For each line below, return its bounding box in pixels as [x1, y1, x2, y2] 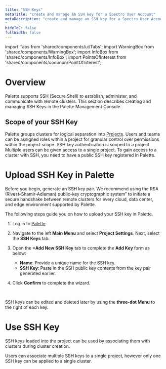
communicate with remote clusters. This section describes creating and [5, 98, 151, 104]
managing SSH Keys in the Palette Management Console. [5, 103, 122, 109]
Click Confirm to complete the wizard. [12, 280, 90, 286]
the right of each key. [5, 304, 48, 310]
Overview [5, 77, 46, 88]
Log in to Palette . [12, 220, 47, 226]
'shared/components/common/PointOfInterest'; [5, 60, 102, 65]
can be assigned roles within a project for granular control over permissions [5, 136, 160, 142]
